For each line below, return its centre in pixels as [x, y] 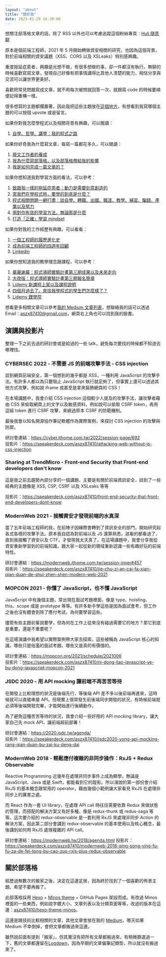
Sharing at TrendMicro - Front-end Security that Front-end [77, 462]
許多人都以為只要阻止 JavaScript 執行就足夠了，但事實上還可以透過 [86, 381]
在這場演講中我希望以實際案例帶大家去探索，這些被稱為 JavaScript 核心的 [80, 639]
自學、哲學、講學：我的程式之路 [45, 133]
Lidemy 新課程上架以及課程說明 [44, 285]
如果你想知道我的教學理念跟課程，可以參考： [51, 262]
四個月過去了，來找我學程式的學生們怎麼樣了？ [60, 291]
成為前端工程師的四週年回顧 [41, 246]
